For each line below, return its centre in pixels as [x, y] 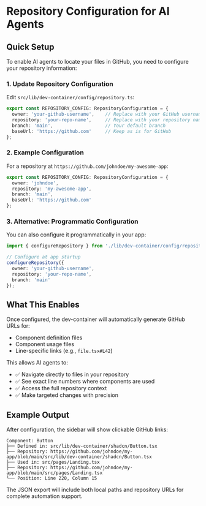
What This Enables [43, 304]
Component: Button [30, 441]
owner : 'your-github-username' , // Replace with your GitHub [96, 115]
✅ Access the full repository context [61, 388]
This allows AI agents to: [37, 363]
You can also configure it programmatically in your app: [76, 235]
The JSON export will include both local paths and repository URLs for [95, 490]
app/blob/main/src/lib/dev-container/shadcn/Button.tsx [79, 457]
